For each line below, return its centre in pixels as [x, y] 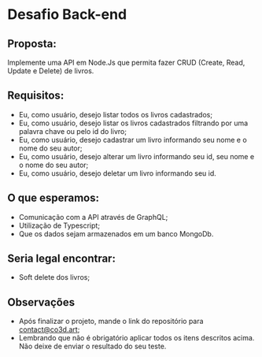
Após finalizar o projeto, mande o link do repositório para [111, 322]
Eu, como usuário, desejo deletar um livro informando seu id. [118, 173]
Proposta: [32, 44]
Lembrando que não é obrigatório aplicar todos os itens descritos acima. [137, 338]
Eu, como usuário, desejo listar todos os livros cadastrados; [116, 114]
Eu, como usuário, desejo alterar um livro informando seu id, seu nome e [137, 156]
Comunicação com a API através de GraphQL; [93, 217]
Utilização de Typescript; [59, 225]
